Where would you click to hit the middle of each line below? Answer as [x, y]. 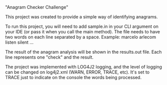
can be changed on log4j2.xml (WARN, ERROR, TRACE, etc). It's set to [77, 72]
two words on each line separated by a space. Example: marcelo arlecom [81, 37]
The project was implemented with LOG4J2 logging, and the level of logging [84, 67]
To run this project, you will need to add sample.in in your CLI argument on [82, 26]
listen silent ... [19, 42]
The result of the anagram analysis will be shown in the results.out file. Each [83, 52]
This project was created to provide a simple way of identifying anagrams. [81, 17]
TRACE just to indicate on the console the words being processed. [73, 77]
